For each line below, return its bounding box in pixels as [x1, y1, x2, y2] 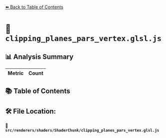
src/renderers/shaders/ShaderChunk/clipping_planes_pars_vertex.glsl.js [5, 128, 160, 133]
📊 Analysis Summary [5, 52, 74, 61]
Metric [7, 70, 24, 76]
